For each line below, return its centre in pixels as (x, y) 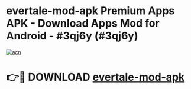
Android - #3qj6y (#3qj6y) (72, 36)
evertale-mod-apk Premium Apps (90, 11)
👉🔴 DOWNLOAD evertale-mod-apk (96, 77)
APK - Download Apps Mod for (83, 23)
